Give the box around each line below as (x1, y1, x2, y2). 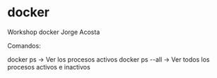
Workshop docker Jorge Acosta (7, 28, 100, 36)
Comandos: (7, 41, 41, 50)
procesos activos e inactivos (7, 62, 90, 71)
